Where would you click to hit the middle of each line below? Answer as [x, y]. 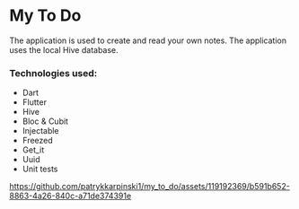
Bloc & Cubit [45, 121]
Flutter [35, 102]
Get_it [33, 150]
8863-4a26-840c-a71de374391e [70, 196]
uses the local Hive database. [64, 49]
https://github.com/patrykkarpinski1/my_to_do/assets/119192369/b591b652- [149, 187]
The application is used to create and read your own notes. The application [148, 40]
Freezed [38, 141]
